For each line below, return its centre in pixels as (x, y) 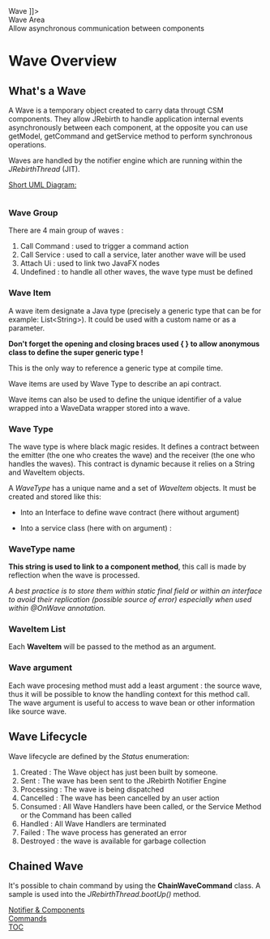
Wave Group (33, 212)
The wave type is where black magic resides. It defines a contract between (134, 446)
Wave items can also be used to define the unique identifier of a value (125, 399)
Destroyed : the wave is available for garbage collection (113, 841)
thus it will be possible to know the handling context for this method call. (129, 694)
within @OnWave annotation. (57, 608)
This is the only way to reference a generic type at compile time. (116, 368)
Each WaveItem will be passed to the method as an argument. (112, 647)
